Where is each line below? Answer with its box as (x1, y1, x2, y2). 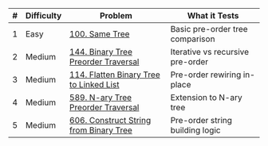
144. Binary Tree (69, 47, 133, 57)
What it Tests (187, 10, 239, 21)
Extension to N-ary (170, 92, 242, 102)
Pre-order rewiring (170, 69, 242, 80)
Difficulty (25, 10, 62, 21)
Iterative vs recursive (170, 47, 250, 57)
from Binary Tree (69, 125, 133, 136)
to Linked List (69, 79, 120, 90)
